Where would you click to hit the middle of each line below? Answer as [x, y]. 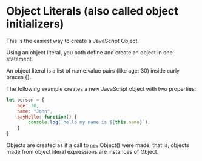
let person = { [25, 100]
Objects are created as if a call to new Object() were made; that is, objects [98, 145]
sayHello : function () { [47, 117]
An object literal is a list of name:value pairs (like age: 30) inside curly [93, 70]
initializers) [35, 24]
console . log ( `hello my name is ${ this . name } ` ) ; [89, 122]
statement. [20, 59]
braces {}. [19, 77]
